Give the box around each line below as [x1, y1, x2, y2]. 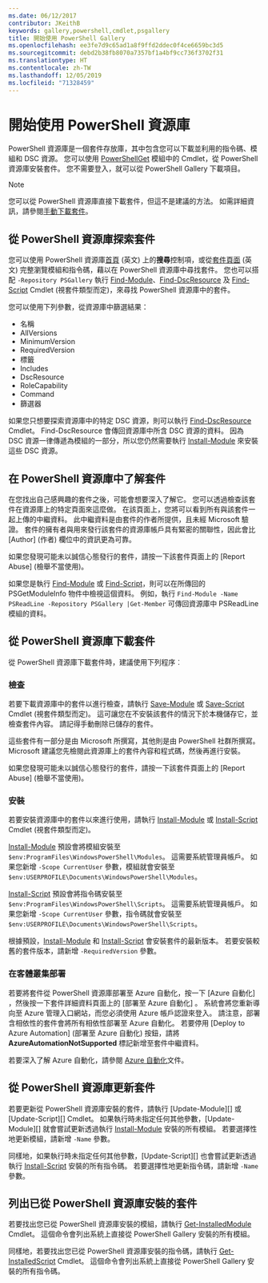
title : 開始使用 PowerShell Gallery [8, 34, 126, 42]
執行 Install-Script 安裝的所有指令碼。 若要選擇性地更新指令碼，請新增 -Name [8, 1160, 258, 1171]
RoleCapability [19, 381, 68, 391]
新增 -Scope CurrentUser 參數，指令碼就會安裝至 [22, 909, 182, 919]
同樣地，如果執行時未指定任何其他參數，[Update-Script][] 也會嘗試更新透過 [8, 1151, 257, 1160]
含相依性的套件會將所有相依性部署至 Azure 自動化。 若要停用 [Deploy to [8, 1018, 246, 1027]
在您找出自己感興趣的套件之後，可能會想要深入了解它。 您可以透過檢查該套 [8, 495, 256, 504]
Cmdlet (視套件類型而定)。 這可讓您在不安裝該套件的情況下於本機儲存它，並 [8, 709, 258, 718]
